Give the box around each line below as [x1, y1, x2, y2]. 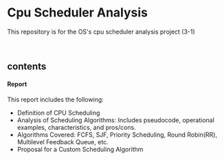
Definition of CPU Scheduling [16, 108, 100, 117]
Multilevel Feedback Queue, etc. [16, 137, 109, 146]
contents [7, 60, 47, 73]
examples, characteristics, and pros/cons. [16, 123, 136, 131]
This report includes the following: [7, 95, 104, 104]
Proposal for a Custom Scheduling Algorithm [16, 145, 144, 153]
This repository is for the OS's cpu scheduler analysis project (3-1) [7, 27, 196, 36]
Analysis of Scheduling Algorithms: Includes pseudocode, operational [16, 115, 215, 124]
